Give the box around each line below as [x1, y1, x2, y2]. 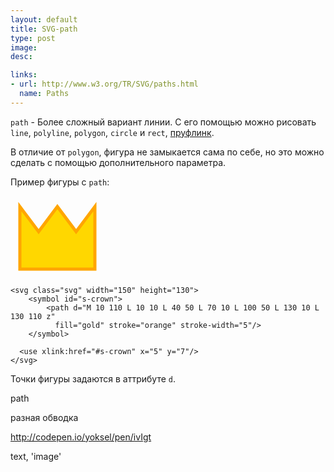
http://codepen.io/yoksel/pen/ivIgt [10, 431, 152, 443]
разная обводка [10, 411, 79, 423]
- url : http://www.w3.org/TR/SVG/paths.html [10, 79, 199, 90]
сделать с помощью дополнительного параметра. [10, 156, 227, 168]
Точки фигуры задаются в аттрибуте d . [10, 372, 177, 385]
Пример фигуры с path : [10, 176, 110, 188]
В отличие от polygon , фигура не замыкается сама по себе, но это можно [10, 146, 325, 158]
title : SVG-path [10, 24, 78, 34]
